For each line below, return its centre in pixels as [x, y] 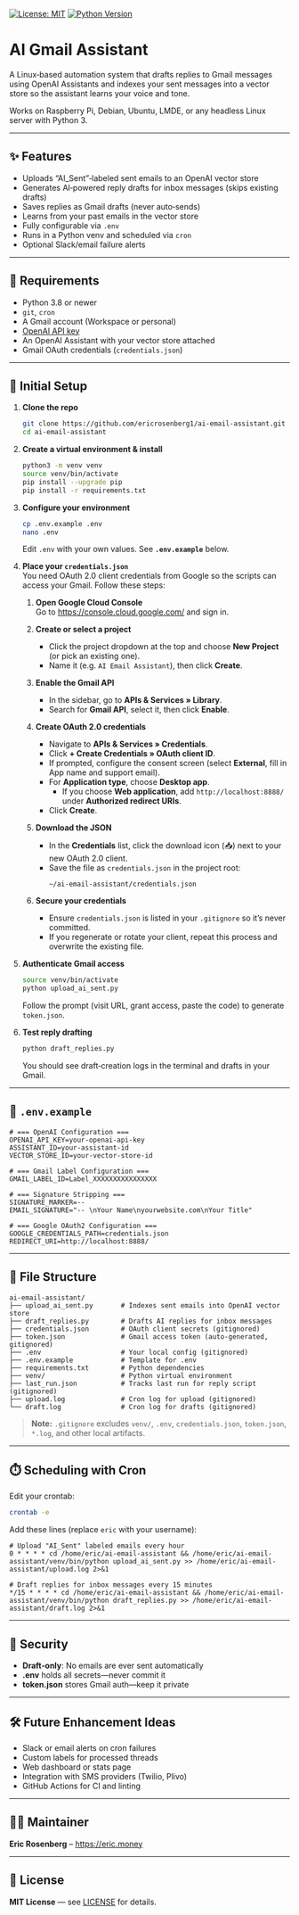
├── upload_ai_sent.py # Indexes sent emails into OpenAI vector [145, 1305]
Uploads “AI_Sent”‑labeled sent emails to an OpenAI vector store [141, 177]
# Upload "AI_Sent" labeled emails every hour [97, 1546]
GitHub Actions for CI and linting [81, 1786]
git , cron [38, 311]
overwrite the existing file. [96, 946]
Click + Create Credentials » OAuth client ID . [132, 754]
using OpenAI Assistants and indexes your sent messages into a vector [139, 84]
